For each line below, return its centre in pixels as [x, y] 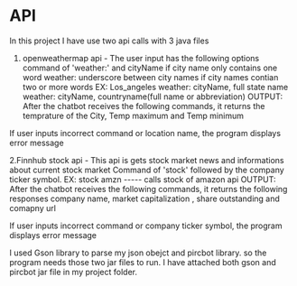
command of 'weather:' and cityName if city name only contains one [150, 68]
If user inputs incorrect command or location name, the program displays [145, 133]
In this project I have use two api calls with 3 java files [109, 41]
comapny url [33, 208]
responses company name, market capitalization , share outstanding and [144, 198]
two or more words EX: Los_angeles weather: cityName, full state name [155, 87]
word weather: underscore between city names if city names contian [150, 77]
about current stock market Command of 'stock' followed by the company [147, 170]
